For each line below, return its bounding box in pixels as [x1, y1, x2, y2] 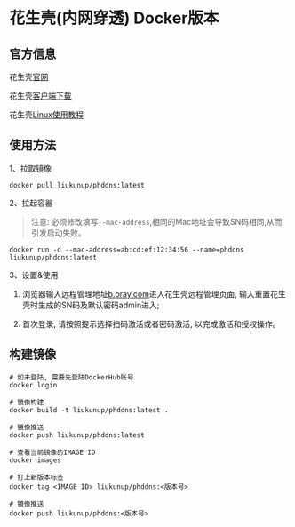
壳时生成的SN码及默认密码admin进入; [21, 299, 160, 310]
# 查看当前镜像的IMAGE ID [9, 448, 96, 457]
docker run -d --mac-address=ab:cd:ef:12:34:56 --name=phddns [9, 245, 244, 254]
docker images [9, 455, 62, 465]
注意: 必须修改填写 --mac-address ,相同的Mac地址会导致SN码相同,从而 [30, 216, 283, 227]
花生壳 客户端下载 [9, 91, 72, 100]
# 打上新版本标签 [9, 473, 64, 482]
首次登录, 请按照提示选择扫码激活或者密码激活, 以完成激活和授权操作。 [21, 318, 281, 329]
